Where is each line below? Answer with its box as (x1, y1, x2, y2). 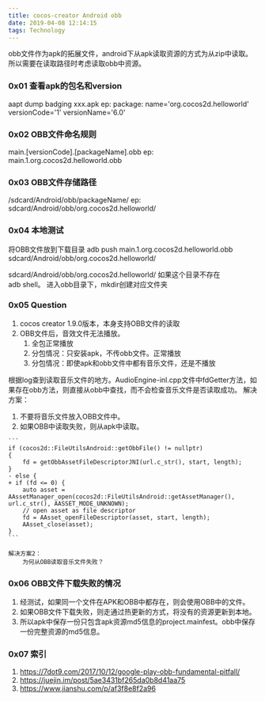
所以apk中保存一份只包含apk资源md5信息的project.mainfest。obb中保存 (19, 617, 256, 627)
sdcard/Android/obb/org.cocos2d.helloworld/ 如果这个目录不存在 (8, 270, 221, 279)
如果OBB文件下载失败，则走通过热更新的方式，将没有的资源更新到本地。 (19, 607, 256, 617)
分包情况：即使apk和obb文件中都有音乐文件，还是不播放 (31, 358, 216, 368)
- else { (8, 472, 37, 479)
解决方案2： (8, 549, 42, 558)
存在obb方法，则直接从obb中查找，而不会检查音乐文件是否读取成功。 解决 (14, 385, 258, 394)
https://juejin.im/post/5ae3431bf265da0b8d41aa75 (19, 676, 186, 685)
